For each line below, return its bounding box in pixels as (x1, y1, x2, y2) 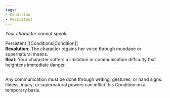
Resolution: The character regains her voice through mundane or (5, 46, 142, 52)
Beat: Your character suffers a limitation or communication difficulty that (5, 57, 156, 63)
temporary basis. (5, 87, 41, 93)
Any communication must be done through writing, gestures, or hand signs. (5, 76, 163, 82)
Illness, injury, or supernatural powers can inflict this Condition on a (5, 82, 146, 88)
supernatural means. (5, 51, 49, 57)
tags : (5, 7, 17, 13)
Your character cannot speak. (5, 31, 68, 37)
